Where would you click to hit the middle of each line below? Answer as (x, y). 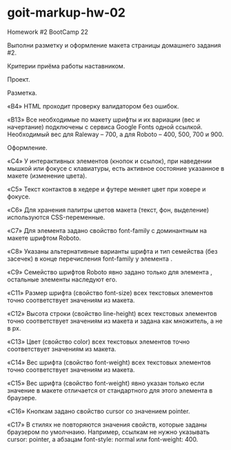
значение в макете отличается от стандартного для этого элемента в (110, 390)
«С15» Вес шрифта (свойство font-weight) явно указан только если (106, 383)
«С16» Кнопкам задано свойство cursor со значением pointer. (99, 411)
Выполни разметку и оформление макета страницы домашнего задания (114, 45)
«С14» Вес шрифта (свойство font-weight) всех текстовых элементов (109, 362)
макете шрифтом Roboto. (44, 238)
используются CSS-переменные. (56, 217)
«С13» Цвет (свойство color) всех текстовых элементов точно (99, 341)
